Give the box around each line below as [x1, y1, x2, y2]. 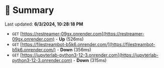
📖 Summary [5, 4, 54, 16]
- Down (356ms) [57, 46, 91, 52]
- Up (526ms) [55, 36, 84, 42]
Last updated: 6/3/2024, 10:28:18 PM [5, 21, 83, 27]
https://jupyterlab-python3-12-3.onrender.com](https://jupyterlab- [22, 52, 159, 58]
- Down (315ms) [73, 57, 107, 63]
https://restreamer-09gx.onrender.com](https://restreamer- [22, 30, 145, 36]
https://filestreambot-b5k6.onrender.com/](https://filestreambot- [22, 41, 155, 47]
